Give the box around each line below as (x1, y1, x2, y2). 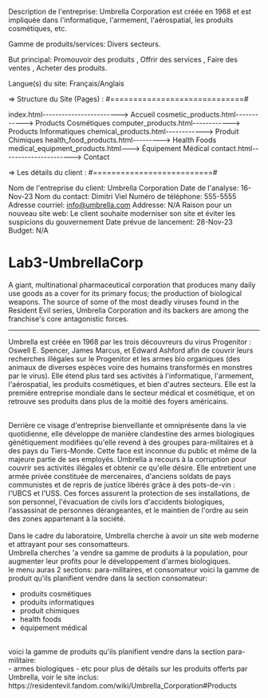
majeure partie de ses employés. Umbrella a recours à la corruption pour (8, 454, 247, 464)
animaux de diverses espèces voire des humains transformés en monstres (8, 362, 253, 372)
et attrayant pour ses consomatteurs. (8, 539, 130, 548)
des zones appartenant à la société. (8, 513, 126, 523)
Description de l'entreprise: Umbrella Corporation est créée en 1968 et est (8, 7, 251, 16)
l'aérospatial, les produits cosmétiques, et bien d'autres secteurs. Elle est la (8, 379, 257, 389)
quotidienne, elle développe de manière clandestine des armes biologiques (8, 429, 255, 438)
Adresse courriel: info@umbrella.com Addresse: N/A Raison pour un (8, 200, 232, 209)
